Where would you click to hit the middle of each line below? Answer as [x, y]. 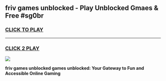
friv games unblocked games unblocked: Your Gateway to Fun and [75, 68]
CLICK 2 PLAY [22, 48]
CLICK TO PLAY [24, 30]
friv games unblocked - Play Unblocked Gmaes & [82, 8]
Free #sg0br [24, 16]
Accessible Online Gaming [33, 73]
